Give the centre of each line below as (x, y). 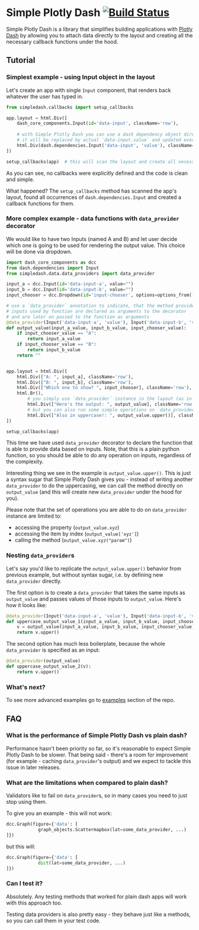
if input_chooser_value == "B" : (57, 344)
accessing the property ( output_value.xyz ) (67, 528)
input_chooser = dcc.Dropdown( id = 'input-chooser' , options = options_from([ (100, 295)
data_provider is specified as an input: (53, 650)
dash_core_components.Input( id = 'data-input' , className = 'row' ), (98, 124)
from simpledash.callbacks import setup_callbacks (70, 107)
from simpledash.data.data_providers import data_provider (81, 273)
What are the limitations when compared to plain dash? (87, 783)
